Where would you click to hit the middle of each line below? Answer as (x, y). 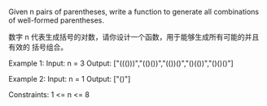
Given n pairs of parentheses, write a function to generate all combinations (133, 12)
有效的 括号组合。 (38, 47)
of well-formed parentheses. (56, 20)
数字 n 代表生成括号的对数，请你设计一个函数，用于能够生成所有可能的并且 (134, 37)
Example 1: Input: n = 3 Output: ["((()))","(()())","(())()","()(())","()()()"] (121, 63)
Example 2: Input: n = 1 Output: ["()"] (70, 79)
